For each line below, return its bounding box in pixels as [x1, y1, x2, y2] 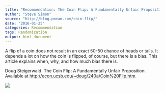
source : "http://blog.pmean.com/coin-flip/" [5, 16, 98, 21]
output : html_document [5, 35, 52, 40]
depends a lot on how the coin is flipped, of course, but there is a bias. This [5, 53, 158, 59]
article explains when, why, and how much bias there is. [5, 58, 118, 64]
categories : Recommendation [5, 25, 63, 30]
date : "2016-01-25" [5, 21, 45, 26]
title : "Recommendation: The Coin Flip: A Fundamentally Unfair [5, 7, 139, 12]
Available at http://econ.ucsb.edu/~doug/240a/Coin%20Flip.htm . [5, 73, 137, 79]
